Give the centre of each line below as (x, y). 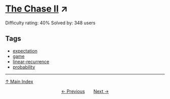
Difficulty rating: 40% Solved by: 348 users (50, 23)
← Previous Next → (85, 91)
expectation (25, 51)
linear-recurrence (31, 62)
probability (24, 67)
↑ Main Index (19, 81)
